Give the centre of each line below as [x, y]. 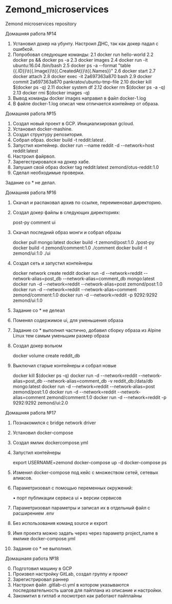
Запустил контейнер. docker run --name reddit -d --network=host [83, 145]
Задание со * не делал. [31, 182]
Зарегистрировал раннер [41, 579]
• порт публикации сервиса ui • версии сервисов [67, 498]
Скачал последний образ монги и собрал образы [67, 232]
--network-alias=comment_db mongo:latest [109, 278]
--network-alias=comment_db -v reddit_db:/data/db [98, 381]
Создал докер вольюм [37, 346]
